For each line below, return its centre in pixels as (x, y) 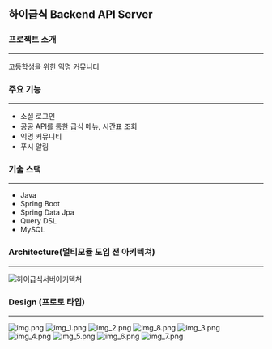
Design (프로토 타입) (47, 302)
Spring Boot (40, 204)
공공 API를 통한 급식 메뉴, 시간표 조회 (79, 126)
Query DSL (38, 221)
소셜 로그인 (38, 116)
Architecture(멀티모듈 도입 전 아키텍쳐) (82, 252)
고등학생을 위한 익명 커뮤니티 (54, 66)
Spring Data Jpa (47, 212)
